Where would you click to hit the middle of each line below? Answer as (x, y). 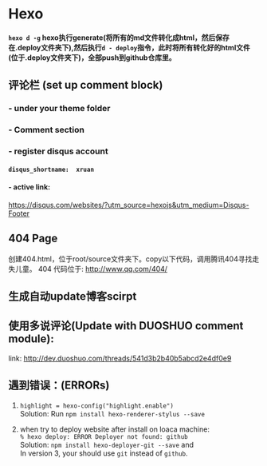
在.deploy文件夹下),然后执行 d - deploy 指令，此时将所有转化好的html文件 (130, 47)
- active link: (29, 187)
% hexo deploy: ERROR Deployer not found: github (104, 436)
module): (31, 339)
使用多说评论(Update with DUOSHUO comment (126, 326)
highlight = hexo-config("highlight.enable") (96, 406)
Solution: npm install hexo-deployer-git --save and (106, 444)
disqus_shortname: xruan (51, 169)
